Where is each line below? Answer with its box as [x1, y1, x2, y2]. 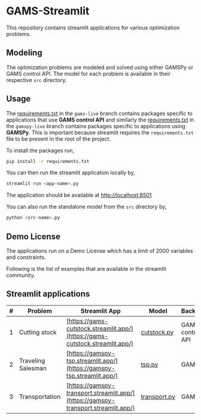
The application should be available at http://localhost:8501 [6, 192, 152, 199]
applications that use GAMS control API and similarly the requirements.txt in [6, 116, 194, 123]
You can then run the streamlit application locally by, [6, 169, 136, 176]
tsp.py [140, 360, 159, 368]
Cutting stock [19, 328, 57, 336]
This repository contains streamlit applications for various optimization [6, 24, 180, 31]
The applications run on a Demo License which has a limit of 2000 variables [6, 247, 193, 254]
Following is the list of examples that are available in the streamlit [6, 265, 166, 272]
